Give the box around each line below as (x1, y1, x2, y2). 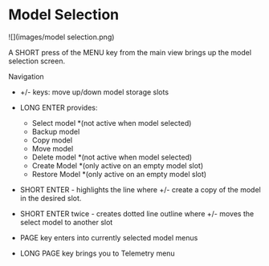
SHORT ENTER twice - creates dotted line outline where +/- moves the (19, 208, 255, 218)
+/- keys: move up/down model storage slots (19, 87, 169, 97)
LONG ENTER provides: (19, 103, 98, 112)
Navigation (8, 71, 44, 81)
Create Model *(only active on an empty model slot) (31, 160, 203, 170)
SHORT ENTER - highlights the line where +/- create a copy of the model (19, 184, 261, 194)
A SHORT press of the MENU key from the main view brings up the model (8, 47, 251, 57)
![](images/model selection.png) (8, 32, 115, 42)
